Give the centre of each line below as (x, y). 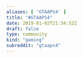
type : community (27, 34)
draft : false (23, 29)
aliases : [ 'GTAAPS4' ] (36, 12)
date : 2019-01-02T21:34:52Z (42, 23)
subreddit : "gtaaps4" (34, 46)
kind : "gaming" (25, 40)
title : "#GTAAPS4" (29, 18)
